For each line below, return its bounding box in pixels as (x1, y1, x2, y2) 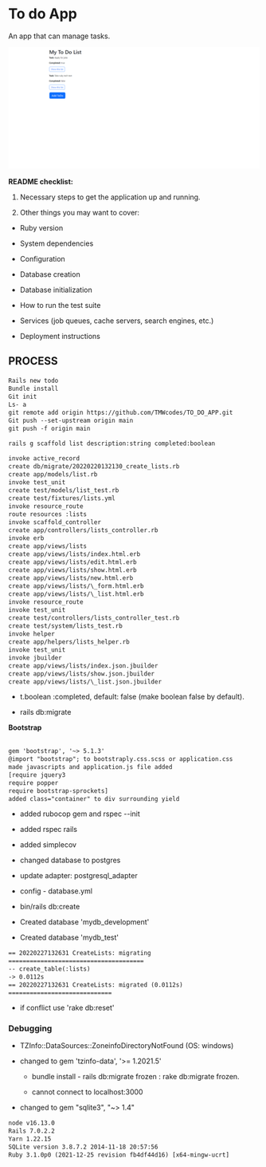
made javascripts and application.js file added (8, 763, 173, 771)
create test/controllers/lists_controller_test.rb (8, 613, 180, 622)
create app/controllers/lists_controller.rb (8, 526, 158, 534)
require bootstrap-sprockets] (8, 787, 109, 794)
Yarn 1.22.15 (8, 1135, 52, 1143)
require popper (8, 779, 59, 787)
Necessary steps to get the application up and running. (19, 192, 201, 202)
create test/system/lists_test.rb (8, 621, 123, 630)
